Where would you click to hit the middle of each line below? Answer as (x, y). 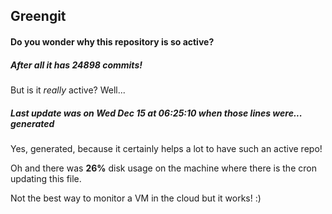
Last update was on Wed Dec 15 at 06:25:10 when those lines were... (156, 113)
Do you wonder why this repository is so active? (112, 41)
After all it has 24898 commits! (76, 65)
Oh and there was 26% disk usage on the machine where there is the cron (163, 168)
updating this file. (46, 178)
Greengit (38, 16)
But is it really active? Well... (68, 90)
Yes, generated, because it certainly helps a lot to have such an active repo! (166, 148)
